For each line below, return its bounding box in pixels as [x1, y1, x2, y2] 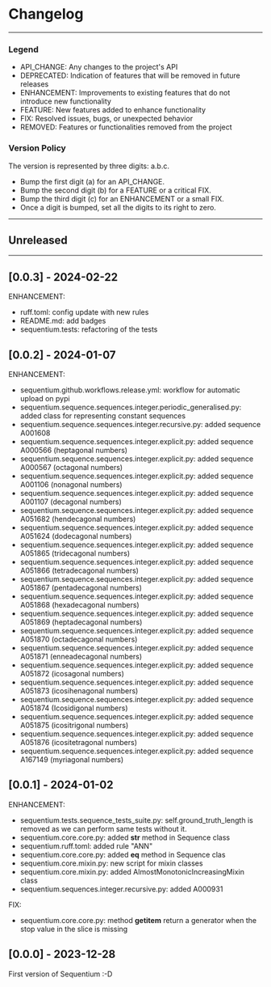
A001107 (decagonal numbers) [19, 497, 123, 506]
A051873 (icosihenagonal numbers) [19, 685, 139, 696]
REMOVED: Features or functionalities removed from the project [19, 122, 232, 132]
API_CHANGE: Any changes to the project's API [19, 62, 178, 72]
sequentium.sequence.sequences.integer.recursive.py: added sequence [19, 419, 261, 429]
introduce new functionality [19, 96, 111, 106]
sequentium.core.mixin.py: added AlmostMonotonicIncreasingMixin [19, 866, 244, 876]
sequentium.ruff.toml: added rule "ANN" [19, 841, 153, 850]
